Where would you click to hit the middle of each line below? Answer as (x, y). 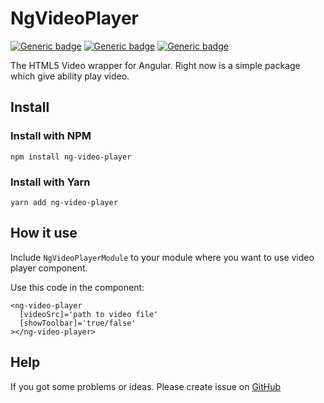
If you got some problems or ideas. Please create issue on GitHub (146, 386)
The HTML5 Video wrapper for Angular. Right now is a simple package (155, 65)
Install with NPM (51, 136)
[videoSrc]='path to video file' (89, 314)
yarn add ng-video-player (64, 202)
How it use (44, 233)
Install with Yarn (50, 182)
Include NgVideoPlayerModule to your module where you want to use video (162, 257)
